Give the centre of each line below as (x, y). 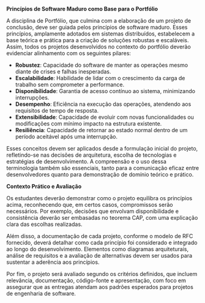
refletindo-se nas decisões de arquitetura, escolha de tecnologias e (91, 155)
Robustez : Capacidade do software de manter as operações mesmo (102, 65)
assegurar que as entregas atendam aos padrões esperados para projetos (100, 287)
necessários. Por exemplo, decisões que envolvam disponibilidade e (93, 211)
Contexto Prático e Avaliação (44, 186)
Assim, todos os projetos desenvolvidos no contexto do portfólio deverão (99, 47)
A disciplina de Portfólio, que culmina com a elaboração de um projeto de (99, 21)
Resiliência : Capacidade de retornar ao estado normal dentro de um (101, 130)
